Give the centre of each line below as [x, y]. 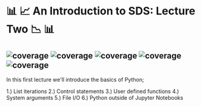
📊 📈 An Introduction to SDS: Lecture [101, 11]
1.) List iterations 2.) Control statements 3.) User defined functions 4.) [93, 91]
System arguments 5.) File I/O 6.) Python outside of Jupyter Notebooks [95, 98]
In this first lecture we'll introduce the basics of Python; [75, 79]
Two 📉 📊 [31, 29]
